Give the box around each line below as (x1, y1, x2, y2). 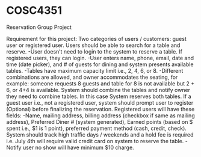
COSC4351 (6, 4, 62, 17)
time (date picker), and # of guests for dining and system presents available (6, 61, 194, 68)
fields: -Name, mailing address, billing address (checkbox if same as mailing (6, 112, 195, 119)
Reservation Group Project (6, 23, 72, 31)
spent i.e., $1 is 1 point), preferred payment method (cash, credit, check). (6, 125, 187, 132)
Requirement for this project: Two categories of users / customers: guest (6, 35, 187, 42)
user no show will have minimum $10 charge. (22, 144, 134, 151)
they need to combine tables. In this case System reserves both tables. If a (6, 93, 191, 100)
